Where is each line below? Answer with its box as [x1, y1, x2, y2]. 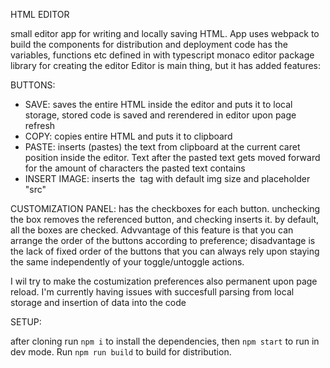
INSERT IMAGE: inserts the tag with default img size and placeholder [24, 173, 311, 184]
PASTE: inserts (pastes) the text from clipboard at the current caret [24, 141, 301, 153]
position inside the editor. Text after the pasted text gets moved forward [24, 152, 321, 163]
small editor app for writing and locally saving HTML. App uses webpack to [10, 28, 320, 39]
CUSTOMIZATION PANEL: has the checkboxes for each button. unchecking [10, 203, 321, 214]
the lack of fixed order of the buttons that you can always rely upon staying [10, 245, 320, 257]
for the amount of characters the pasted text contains [24, 162, 246, 174]
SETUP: [10, 316, 42, 328]
